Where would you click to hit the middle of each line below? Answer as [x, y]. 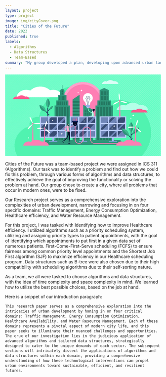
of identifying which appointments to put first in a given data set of [73, 241]
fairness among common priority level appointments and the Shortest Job [80, 251]
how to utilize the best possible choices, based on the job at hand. [72, 287]
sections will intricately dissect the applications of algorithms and [80, 351]
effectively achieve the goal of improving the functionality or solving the [78, 180]
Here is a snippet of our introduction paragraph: [54, 297]
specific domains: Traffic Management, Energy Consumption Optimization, [81, 210]
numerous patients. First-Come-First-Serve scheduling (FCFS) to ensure [79, 246]
